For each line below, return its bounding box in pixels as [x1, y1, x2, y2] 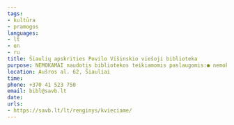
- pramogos [7, 23, 39, 30]
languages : [7, 29, 39, 37]
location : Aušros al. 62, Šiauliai [7, 68, 111, 75]
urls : [7, 101, 23, 108]
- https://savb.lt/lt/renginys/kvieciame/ [7, 107, 132, 114]
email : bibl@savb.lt [7, 87, 68, 94]
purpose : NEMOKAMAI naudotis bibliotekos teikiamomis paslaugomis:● [7, 62, 210, 69]
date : [7, 94, 23, 101]
